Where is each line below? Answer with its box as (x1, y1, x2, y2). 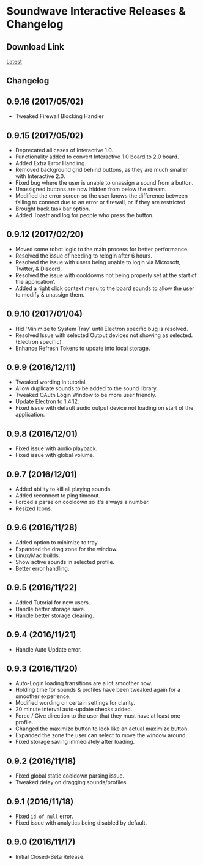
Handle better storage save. (15, 605, 86, 612)
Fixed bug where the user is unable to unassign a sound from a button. (15, 179, 194, 187)
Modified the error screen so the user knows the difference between (15, 192, 188, 199)
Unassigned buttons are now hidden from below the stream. (15, 185, 167, 193)
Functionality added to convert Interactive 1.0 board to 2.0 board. (15, 153, 179, 160)
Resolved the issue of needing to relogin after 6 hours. (15, 252, 153, 259)
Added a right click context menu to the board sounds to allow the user (15, 284, 194, 292)
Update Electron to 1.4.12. (15, 398, 79, 405)
